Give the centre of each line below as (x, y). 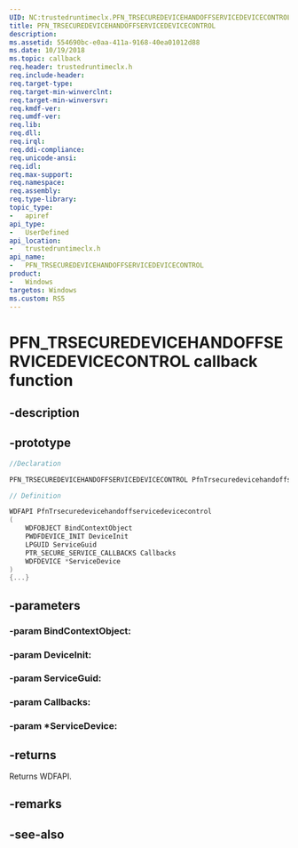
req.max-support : (41, 174)
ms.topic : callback (45, 59)
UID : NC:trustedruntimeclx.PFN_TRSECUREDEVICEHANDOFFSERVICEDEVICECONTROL (150, 17)
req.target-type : (41, 84)
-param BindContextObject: (70, 630)
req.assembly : (35, 191)
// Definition (35, 496)
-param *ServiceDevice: (63, 726)
